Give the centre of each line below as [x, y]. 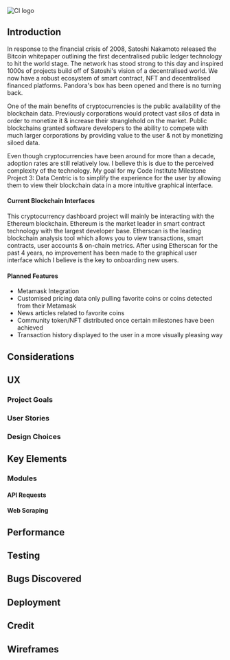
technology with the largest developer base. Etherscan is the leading [104, 231]
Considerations [41, 357]
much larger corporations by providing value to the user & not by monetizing [115, 135]
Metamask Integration [48, 291]
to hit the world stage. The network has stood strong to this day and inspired [115, 63]
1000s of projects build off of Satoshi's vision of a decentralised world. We [113, 71]
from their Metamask [47, 306]
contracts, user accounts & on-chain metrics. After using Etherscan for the [113, 246]
